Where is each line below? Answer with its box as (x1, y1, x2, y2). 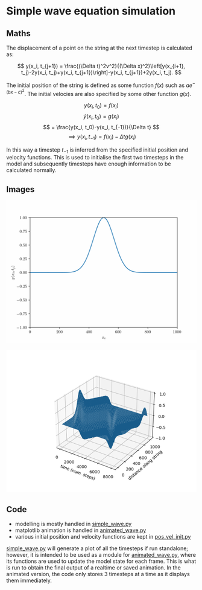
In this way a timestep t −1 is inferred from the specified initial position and (6, 146, 189, 155)
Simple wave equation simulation (6, 4, 176, 18)
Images (6, 184, 35, 194)
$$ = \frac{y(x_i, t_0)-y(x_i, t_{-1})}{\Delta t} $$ (43, 123, 160, 130)
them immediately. (6, 577, 52, 584)
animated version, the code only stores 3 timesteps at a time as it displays (6, 571, 190, 578)
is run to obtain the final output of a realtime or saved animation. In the (6, 564, 181, 571)
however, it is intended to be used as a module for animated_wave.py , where (6, 551, 196, 559)
